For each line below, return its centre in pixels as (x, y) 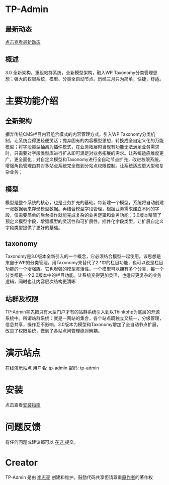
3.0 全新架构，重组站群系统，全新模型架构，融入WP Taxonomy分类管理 (79, 72)
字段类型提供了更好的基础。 (34, 227)
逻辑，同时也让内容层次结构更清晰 (40, 281)
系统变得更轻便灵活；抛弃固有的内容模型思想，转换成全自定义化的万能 (91, 140)
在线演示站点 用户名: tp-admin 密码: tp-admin (52, 368)
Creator (22, 463)
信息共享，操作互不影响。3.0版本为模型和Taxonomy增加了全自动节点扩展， (83, 325)
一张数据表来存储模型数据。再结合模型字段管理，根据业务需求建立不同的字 (82, 209)
